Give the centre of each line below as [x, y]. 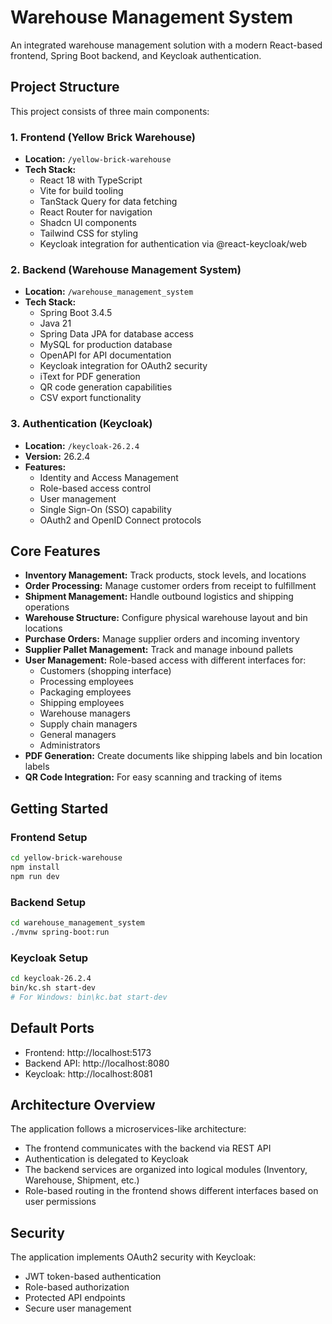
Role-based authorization [77, 1287]
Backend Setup [48, 902]
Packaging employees [85, 692]
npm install [35, 867]
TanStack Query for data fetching [108, 202]
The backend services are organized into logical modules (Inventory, [166, 1170]
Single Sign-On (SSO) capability [105, 509]
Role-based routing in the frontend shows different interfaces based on [171, 1191]
